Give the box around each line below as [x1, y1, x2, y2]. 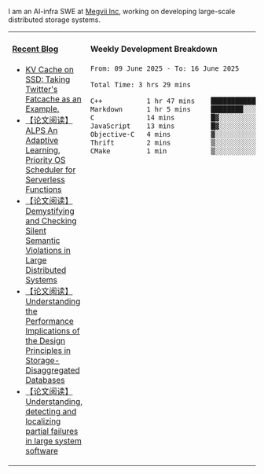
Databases [25, 374, 65, 385]
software [25, 445, 59, 456]
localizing [25, 416, 61, 427]
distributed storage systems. [8, 15, 101, 24]
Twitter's [25, 83, 58, 94]
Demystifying [25, 205, 75, 216]
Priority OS [25, 154, 66, 165]
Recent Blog [12, 43, 59, 54]
